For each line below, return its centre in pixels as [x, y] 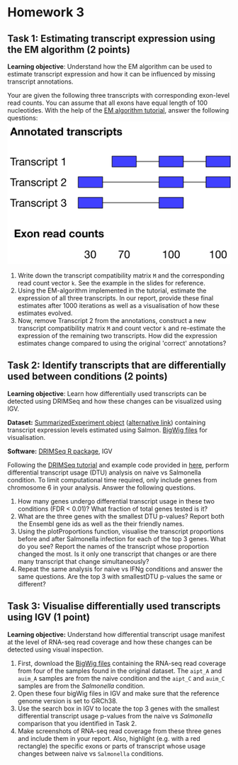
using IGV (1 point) [49, 617]
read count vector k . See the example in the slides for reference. [111, 283]
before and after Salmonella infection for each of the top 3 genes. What [122, 538]
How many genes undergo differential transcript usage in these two [116, 501]
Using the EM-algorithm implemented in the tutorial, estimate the [112, 290]
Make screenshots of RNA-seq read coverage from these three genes [119, 731]
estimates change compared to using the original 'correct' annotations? [122, 343]
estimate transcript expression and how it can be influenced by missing [112, 74]
